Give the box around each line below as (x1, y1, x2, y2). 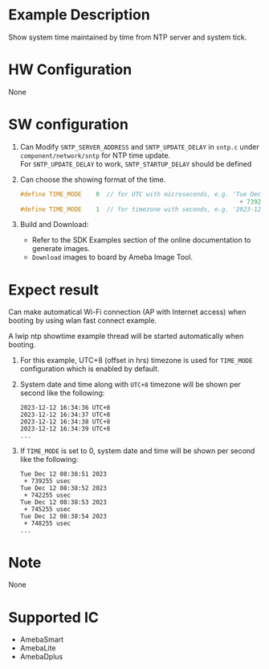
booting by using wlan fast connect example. (8, 316, 157, 325)
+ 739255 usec (23, 477, 71, 485)
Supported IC (8, 608, 99, 626)
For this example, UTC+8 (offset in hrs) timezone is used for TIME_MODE (19, 356, 253, 365)
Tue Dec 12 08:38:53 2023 (19, 498, 107, 506)
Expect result (8, 280, 99, 299)
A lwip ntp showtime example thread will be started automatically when (8, 332, 244, 341)
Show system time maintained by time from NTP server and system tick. (8, 32, 247, 42)
